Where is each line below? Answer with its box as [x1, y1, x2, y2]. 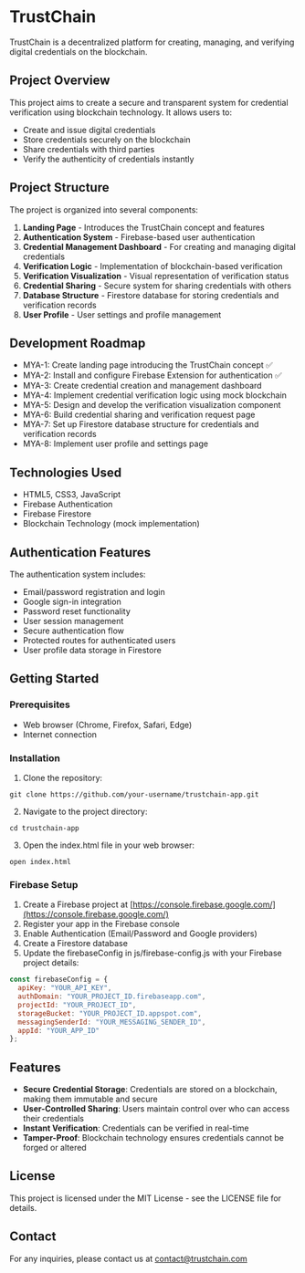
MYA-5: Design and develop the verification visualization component [22, 400, 281, 411]
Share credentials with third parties [22, 143, 155, 154]
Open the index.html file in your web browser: [22, 840, 195, 850]
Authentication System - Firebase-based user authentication [22, 231, 256, 243]
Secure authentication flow [22, 625, 125, 636]
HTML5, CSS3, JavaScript [22, 489, 121, 500]
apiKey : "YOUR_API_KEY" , [17, 984, 112, 993]
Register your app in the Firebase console [22, 919, 180, 930]
